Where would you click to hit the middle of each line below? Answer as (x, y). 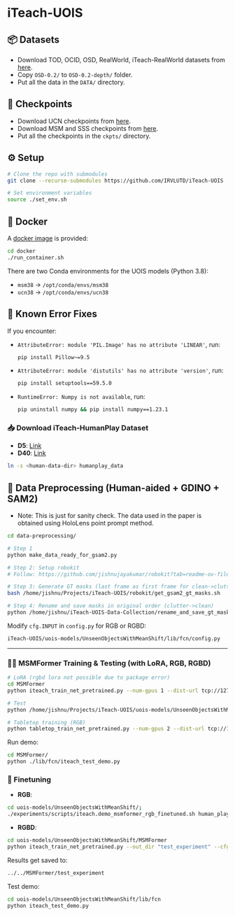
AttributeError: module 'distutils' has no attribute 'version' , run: (120, 371)
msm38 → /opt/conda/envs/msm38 (63, 284)
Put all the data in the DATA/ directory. (71, 82)
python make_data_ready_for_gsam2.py (62, 555)
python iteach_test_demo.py (48, 906)
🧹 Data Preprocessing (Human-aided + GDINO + (114, 488)
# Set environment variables (50, 193)
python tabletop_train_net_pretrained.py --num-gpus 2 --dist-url (106, 729)
